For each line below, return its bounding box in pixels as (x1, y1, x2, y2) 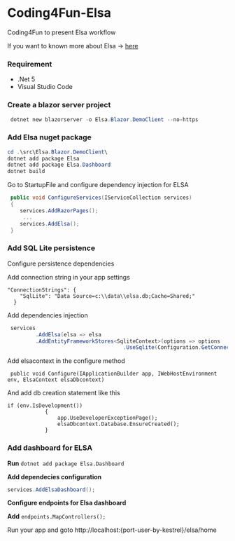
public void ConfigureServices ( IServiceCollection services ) (10, 194, 192, 201)
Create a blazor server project (7, 100, 111, 110)
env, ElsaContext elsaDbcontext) (7, 376, 105, 383)
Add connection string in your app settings (7, 273, 131, 281)
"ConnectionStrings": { (7, 286, 77, 294)
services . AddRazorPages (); (20, 207, 99, 214)
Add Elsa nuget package (7, 132, 92, 142)
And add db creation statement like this (7, 389, 120, 397)
